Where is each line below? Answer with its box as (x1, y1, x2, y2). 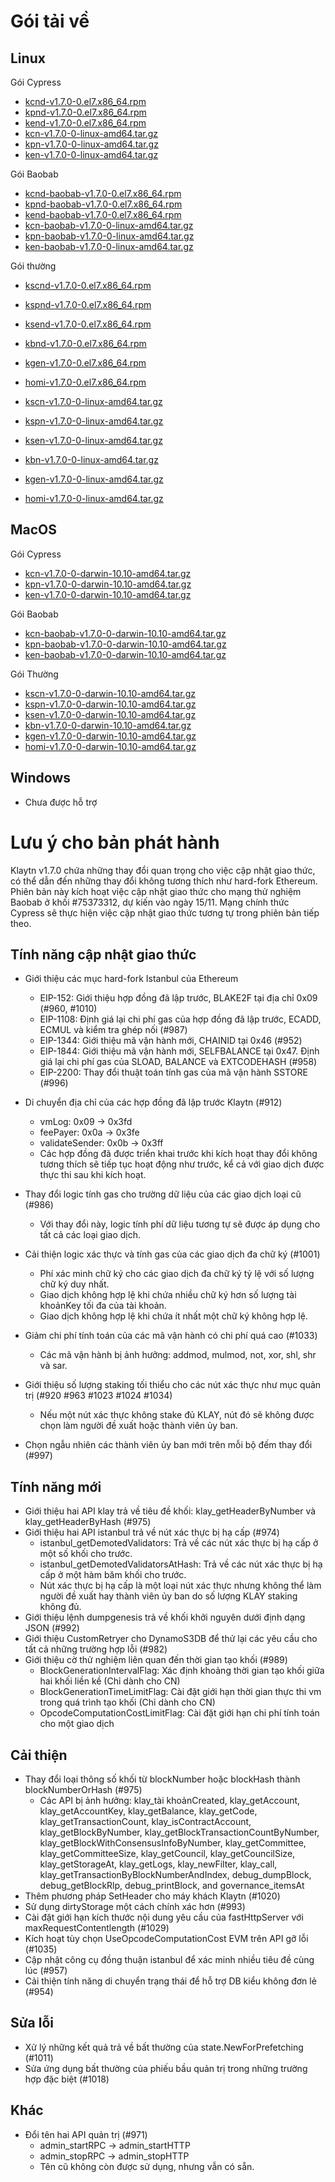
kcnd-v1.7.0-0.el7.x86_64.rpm (24, 96, 147, 107)
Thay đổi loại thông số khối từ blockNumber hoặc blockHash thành (24, 1773, 301, 1785)
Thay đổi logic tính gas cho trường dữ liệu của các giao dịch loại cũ (24, 1188, 302, 1200)
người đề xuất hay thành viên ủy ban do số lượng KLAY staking (39, 1590, 298, 1602)
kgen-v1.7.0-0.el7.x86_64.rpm (24, 357, 147, 369)
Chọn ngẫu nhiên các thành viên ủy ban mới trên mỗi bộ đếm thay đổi (24, 1439, 313, 1451)
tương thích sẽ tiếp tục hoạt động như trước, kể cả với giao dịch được (39, 1158, 325, 1170)
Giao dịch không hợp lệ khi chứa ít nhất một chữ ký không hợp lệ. (39, 1310, 308, 1322)
